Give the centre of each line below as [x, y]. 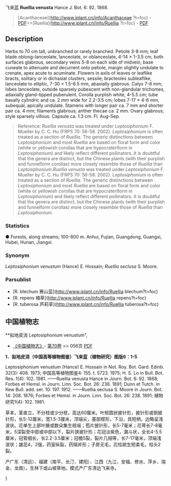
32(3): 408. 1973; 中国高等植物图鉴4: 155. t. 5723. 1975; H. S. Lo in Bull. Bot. [84, 373]
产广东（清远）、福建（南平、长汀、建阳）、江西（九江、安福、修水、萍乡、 [83, 462]
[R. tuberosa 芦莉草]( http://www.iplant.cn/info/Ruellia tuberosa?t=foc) [85, 304]
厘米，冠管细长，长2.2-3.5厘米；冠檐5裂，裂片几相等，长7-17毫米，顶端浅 [83, 438]
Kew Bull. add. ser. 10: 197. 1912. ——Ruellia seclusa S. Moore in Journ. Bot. [84, 389]
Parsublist [18, 280]
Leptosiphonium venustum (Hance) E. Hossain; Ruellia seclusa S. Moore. [82, 267]
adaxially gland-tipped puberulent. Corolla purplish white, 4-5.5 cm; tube [82, 94]
